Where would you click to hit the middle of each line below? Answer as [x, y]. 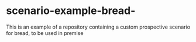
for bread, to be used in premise [45, 33]
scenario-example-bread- [71, 11]
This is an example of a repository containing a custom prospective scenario [98, 27]
